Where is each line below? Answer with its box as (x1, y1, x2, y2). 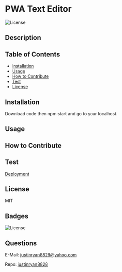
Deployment (5, 171, 30, 177)
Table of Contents (5, 50, 61, 58)
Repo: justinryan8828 (5, 261, 48, 267)
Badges (5, 212, 29, 220)
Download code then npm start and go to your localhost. (5, 110, 118, 116)
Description (5, 34, 41, 42)
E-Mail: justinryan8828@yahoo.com (5, 252, 77, 257)
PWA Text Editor (5, 3, 72, 15)
